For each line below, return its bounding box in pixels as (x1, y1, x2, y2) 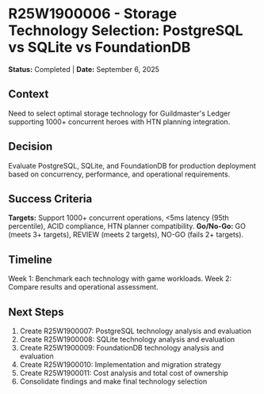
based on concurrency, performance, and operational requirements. (8, 169, 231, 179)
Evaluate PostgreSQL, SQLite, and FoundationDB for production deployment (8, 161, 256, 170)
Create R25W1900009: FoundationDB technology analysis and (19, 343, 224, 352)
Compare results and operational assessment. (8, 282, 159, 292)
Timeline (8, 252, 53, 266)
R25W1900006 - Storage (8, 5, 177, 23)
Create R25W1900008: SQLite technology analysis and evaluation (19, 335, 235, 344)
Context (8, 88, 49, 101)
